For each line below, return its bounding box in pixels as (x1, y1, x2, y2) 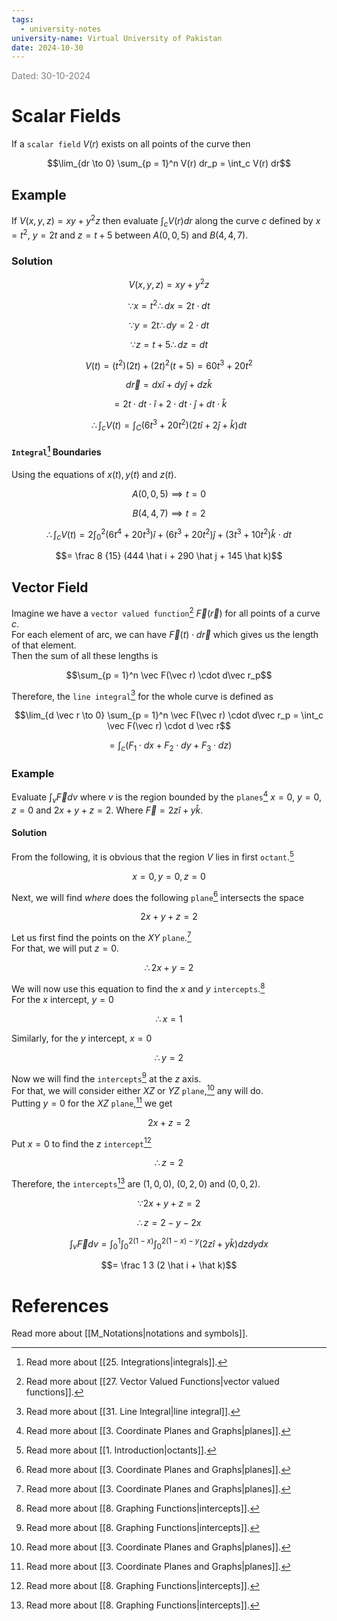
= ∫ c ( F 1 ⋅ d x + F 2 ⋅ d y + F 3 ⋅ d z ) (109, 739, 233, 754)
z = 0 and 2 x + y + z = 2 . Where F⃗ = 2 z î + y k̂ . (11, 804, 204, 816)
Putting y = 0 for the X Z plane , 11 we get (11, 1095, 173, 1109)
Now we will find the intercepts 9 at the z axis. (11, 1071, 202, 1085)
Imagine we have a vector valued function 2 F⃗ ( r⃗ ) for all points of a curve (11, 605, 321, 619)
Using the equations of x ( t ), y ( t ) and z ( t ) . (11, 468, 178, 480)
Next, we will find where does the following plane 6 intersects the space (11, 889, 304, 903)
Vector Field (11, 579, 89, 596)
